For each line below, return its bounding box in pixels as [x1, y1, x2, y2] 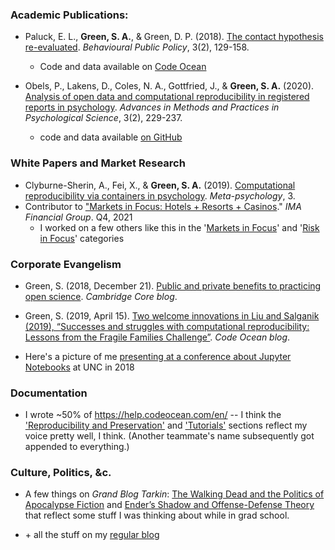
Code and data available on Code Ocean [39, 61, 207, 73]
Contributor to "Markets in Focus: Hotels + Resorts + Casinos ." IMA [24, 200, 302, 212]
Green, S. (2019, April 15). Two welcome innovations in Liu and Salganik [24, 309, 320, 322]
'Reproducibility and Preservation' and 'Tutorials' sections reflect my [24, 419, 308, 432]
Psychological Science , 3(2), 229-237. [24, 112, 183, 124]
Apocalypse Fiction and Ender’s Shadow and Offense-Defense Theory [24, 499, 315, 511]
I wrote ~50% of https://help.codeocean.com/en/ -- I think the [24, 409, 282, 421]
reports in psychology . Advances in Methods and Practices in [24, 101, 280, 113]
